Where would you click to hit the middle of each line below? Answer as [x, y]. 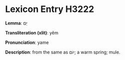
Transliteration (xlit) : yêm [32, 32]
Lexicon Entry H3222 [50, 9]
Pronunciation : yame [27, 42]
